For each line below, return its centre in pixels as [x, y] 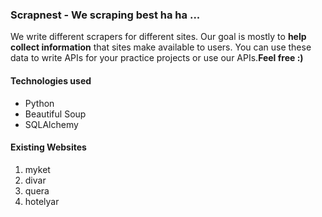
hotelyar [42, 201]
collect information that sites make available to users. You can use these [161, 47]
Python [39, 103]
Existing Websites [48, 147]
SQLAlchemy [51, 124]
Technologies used [51, 80]
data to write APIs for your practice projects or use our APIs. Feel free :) [157, 58]
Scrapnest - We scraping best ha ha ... [105, 15]
